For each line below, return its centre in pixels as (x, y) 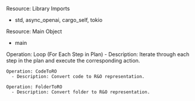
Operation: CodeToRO (32, 71)
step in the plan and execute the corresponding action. (73, 61)
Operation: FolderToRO (34, 87)
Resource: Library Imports (38, 9)
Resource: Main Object (34, 31)
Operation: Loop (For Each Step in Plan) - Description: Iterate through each (98, 54)
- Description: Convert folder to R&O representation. (81, 92)
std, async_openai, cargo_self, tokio (59, 20)
